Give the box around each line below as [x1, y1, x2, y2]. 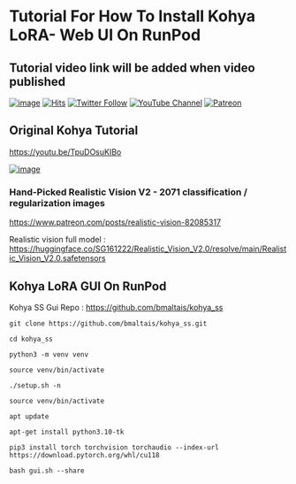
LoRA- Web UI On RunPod [9, 25, 201, 45]
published [9, 73, 66, 89]
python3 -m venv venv [9, 350, 89, 359]
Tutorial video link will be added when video [9, 60, 255, 75]
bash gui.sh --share [9, 466, 86, 475]
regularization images [9, 196, 106, 209]
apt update [9, 411, 49, 421]
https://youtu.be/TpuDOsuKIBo [9, 146, 122, 157]
